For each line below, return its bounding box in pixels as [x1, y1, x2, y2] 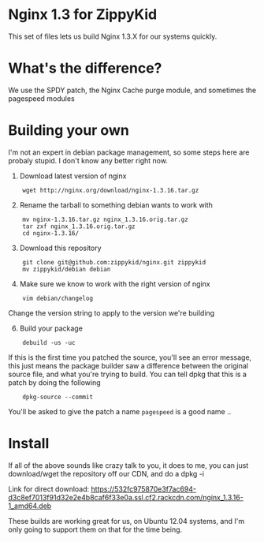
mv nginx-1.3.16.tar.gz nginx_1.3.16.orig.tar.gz [22, 215, 189, 223]
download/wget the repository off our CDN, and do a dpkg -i [8, 469, 205, 478]
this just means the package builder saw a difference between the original [8, 361, 248, 370]
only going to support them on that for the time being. [8, 525, 183, 534]
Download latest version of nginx [19, 171, 127, 181]
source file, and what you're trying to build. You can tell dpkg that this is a [8, 369, 247, 379]
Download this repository [19, 243, 102, 252]
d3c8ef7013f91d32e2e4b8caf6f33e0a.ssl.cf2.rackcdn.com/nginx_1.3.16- [8, 492, 244, 502]
